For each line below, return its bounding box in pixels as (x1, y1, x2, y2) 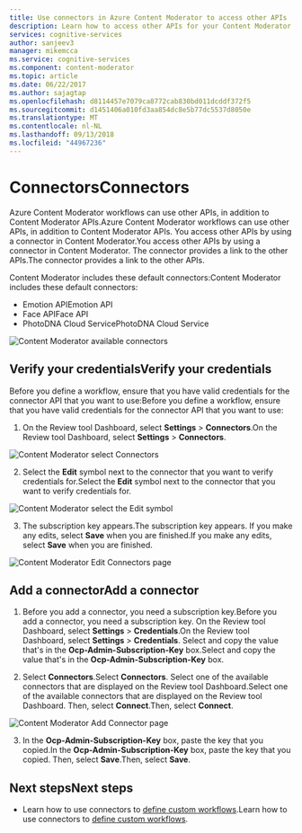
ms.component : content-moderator (9, 64, 135, 73)
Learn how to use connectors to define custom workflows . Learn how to (22, 804, 288, 815)
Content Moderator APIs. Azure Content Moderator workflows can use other (9, 217, 290, 227)
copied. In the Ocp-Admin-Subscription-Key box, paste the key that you (22, 745, 291, 756)
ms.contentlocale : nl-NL (9, 122, 102, 131)
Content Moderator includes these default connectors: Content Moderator (9, 271, 281, 283)
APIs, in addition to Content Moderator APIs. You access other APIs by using (9, 226, 292, 236)
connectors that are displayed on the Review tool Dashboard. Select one (22, 681, 289, 692)
